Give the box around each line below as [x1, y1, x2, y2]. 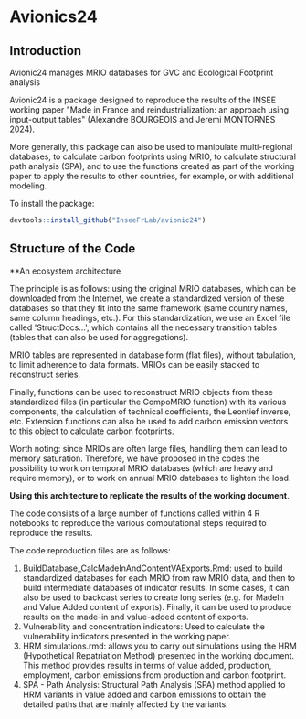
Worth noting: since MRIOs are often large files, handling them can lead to [9, 443, 288, 454]
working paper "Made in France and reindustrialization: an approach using [9, 104, 290, 115]
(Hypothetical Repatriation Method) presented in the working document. [22, 649, 295, 660]
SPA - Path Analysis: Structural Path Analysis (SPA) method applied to [22, 679, 286, 690]
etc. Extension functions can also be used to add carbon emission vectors [9, 415, 289, 426]
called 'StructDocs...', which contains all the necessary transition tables [9, 322, 278, 333]
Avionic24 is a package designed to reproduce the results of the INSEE [9, 94, 277, 105]
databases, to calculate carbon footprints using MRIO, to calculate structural [9, 151, 297, 162]
